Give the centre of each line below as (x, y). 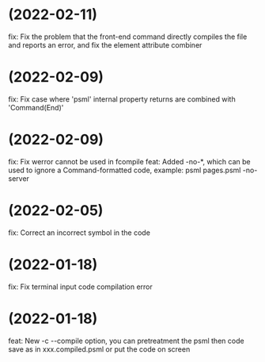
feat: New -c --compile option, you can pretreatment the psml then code (126, 341)
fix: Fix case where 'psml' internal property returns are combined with (122, 99)
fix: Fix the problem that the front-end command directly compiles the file (128, 37)
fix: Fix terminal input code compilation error (80, 287)
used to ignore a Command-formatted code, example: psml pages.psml (125, 170)
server (19, 178)
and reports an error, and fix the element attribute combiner (105, 44)
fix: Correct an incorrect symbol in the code (79, 233)
